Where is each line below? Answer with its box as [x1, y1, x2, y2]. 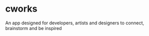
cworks [5, 3, 38, 15]
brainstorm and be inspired [5, 25, 62, 31]
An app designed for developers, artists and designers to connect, [5, 20, 144, 26]
